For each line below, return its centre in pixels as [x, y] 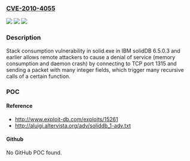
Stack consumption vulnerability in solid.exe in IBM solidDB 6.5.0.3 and [93, 51]
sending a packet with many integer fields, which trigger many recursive [95, 69]
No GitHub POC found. [34, 152]
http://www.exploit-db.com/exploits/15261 [66, 119]
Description [24, 38]
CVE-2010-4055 [31, 8]
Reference [19, 106]
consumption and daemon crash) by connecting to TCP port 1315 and [92, 63]
